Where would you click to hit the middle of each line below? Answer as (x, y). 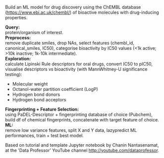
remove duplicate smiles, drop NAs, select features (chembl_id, (70, 43)
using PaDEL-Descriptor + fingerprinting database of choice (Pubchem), (79, 115)
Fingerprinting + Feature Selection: (42, 109)
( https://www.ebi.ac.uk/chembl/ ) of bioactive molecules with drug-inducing (82, 12)
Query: (12, 27)
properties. (16, 18)
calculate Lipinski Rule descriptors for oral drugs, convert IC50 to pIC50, (79, 64)
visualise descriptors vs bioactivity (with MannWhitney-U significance (76, 69)
